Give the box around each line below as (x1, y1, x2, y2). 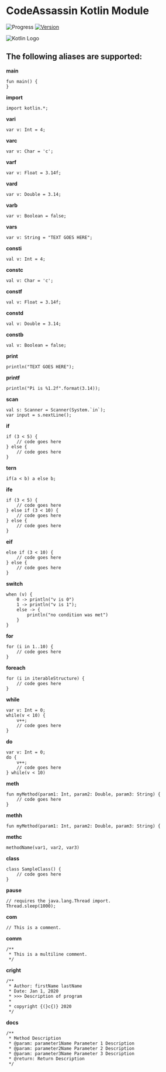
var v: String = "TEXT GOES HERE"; (6, 234, 93, 240)
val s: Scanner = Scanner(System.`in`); (6, 407, 106, 413)
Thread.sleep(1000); (6, 903, 57, 909)
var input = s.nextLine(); (6, 412, 72, 418)
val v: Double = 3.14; (6, 320, 61, 327)
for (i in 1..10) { (6, 644, 54, 649)
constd (6, 309, 24, 316)
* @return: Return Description (8, 1056, 85, 1061)
